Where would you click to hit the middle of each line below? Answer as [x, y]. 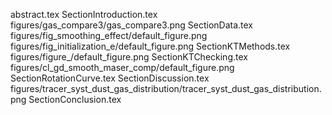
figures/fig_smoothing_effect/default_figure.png [109, 35]
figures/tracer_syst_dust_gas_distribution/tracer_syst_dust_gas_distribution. [166, 88]
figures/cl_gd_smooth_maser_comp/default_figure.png [122, 67]
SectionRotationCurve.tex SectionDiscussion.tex [110, 78]
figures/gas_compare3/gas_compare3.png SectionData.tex [132, 25]
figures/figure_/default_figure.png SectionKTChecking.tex [129, 57]
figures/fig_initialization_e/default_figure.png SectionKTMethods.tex [150, 46]
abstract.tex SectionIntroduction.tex [84, 14]
